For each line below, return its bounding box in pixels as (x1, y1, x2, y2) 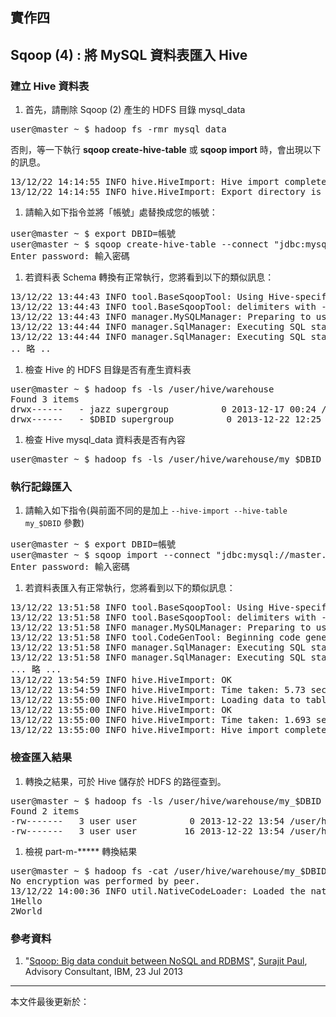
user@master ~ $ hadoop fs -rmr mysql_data (10, 124, 227, 135)
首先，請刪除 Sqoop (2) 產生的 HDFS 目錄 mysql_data (24, 104, 246, 116)
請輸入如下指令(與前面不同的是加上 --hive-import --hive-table (24, 504, 288, 517)
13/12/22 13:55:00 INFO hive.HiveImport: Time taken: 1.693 (10, 714, 312, 726)
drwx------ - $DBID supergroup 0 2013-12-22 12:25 (10, 414, 322, 425)
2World (10, 905, 43, 917)
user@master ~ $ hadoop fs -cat (10, 865, 169, 877)
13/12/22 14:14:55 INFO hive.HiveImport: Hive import (10, 176, 280, 188)
